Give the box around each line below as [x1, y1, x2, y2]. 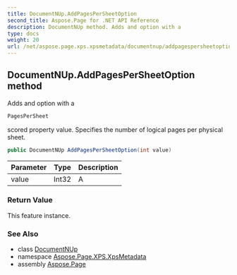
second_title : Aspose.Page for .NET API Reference [7, 17, 159, 24]
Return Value [7, 195, 53, 205]
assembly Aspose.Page [17, 260, 86, 269]
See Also [7, 228, 39, 238]
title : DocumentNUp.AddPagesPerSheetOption [7, 10, 138, 18]
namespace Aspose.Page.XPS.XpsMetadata [17, 252, 147, 261]
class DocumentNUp [17, 245, 78, 254]
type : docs [7, 30, 39, 37]
